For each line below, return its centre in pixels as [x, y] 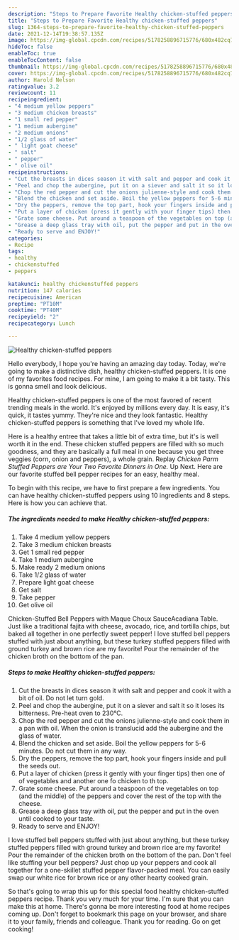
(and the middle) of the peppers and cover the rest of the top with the [120, 796]
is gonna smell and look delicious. [57, 386]
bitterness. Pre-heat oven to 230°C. [71, 713]
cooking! [21, 929]
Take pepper [37, 597]
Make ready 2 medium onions [62, 567]
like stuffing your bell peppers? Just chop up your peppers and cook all [112, 862]
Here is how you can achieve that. [58, 503]
